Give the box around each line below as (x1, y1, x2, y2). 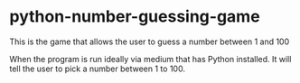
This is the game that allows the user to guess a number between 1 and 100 (9, 36, 290, 47)
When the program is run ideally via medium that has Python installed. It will (9, 53, 292, 64)
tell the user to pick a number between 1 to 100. (9, 63, 185, 74)
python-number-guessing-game (9, 6, 260, 27)
